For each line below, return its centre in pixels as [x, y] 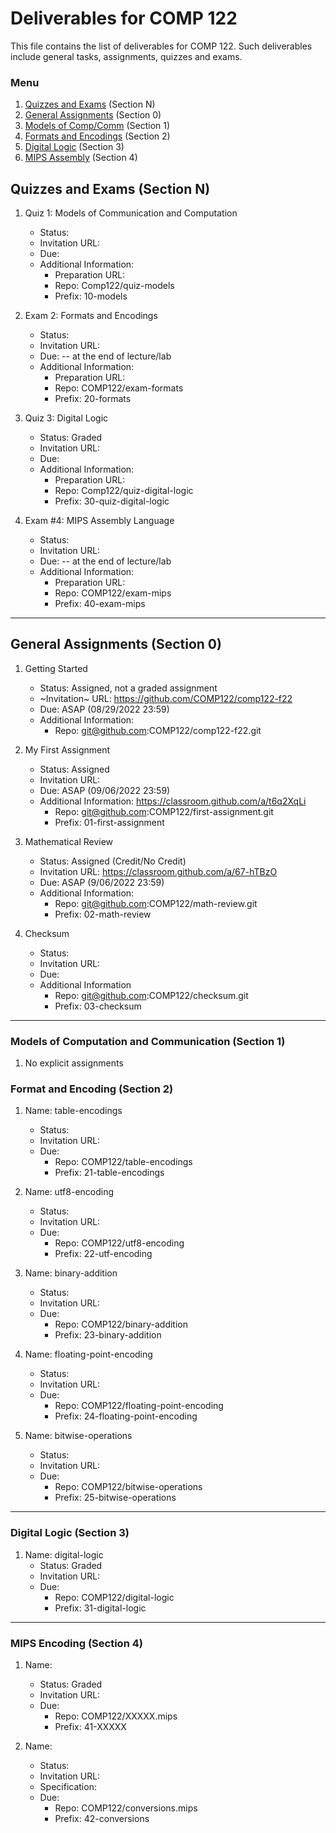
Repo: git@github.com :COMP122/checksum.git [151, 995]
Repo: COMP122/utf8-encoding [119, 1243]
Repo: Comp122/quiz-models [114, 286]
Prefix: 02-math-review [103, 914]
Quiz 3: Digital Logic [66, 418]
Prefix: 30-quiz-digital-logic [112, 501]
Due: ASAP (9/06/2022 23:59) [102, 882]
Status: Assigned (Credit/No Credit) [113, 861]
